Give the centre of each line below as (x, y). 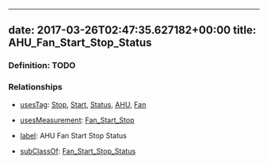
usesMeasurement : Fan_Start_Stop (77, 120)
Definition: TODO (42, 66)
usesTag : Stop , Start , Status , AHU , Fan (83, 104)
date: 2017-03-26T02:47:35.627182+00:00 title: (132, 30)
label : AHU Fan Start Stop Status (73, 135)
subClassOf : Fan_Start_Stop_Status (78, 151)
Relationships (35, 87)
